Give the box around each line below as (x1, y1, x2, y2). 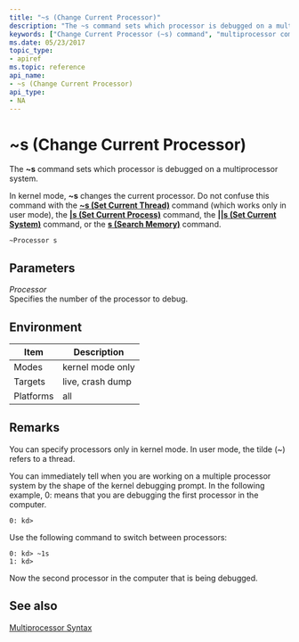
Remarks (9, 420, 61, 435)
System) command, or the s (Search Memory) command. (9, 219, 222, 230)
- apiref (9, 54, 42, 63)
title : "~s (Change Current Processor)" (9, 12, 162, 22)
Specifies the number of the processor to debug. (9, 293, 189, 304)
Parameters (9, 260, 76, 276)
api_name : (9, 71, 46, 80)
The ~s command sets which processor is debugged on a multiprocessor (9, 164, 279, 175)
